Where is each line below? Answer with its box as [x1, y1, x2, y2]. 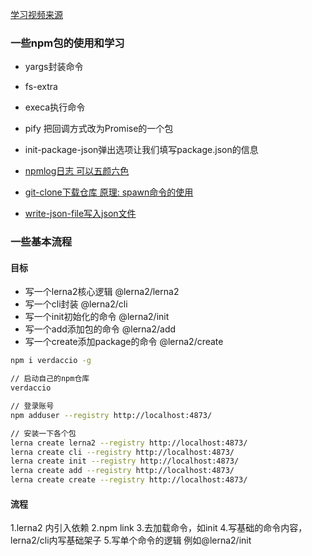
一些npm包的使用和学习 [10, 36, 125, 50]
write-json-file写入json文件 [24, 208, 137, 220]
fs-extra [24, 81, 58, 93]
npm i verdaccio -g [10, 356, 92, 366]
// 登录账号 [10, 401, 55, 412]
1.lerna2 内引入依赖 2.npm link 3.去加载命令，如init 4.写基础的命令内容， [10, 522, 308, 534]
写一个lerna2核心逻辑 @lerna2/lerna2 [24, 286, 180, 298]
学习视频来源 [10, 9, 63, 20]
